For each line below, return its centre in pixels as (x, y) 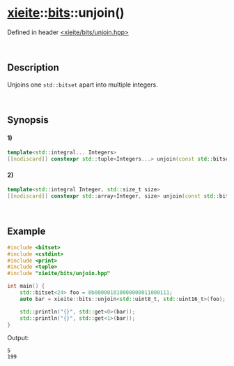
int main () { (26, 286)
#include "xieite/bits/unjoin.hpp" (59, 274)
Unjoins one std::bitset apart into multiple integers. (83, 85)
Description (33, 68)
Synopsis (28, 120)
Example (26, 232)
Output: (18, 338)
